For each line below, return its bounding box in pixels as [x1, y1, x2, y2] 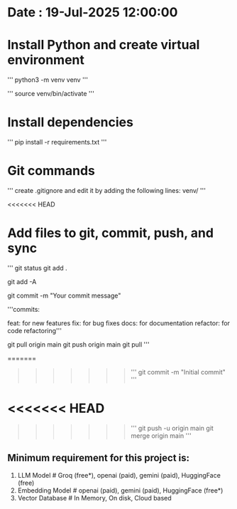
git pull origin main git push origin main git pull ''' [7, 340, 150, 349]
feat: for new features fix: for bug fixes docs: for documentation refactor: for [7, 318, 231, 327]
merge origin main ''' [131, 431, 192, 440]
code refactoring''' [7, 326, 62, 335]
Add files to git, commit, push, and [7, 225, 214, 241]
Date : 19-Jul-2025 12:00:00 [7, 4, 178, 21]
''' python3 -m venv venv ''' [7, 75, 89, 84]
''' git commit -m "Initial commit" [131, 367, 226, 376]
